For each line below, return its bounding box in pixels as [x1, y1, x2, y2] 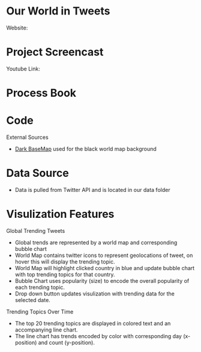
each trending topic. [14, 283, 65, 291]
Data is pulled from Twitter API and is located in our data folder [14, 186, 170, 193]
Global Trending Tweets [6, 227, 65, 234]
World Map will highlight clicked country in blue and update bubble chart [14, 264, 195, 271]
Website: [6, 24, 28, 31]
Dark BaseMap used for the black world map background [14, 146, 157, 152]
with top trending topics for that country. [14, 271, 115, 278]
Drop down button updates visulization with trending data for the [14, 290, 175, 297]
